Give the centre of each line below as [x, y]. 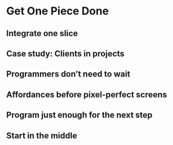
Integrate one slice [42, 33]
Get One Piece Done [57, 11]
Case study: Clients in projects [66, 53]
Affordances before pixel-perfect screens [87, 94]
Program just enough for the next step [80, 115]
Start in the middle [42, 136]
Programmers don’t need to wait [68, 74]
